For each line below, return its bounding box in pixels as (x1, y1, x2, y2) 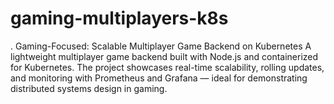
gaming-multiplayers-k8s (10, 7, 229, 30)
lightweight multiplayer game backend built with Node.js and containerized (10, 50, 319, 62)
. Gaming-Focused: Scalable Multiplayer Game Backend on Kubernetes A (10, 40, 312, 52)
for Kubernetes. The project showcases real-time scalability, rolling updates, (10, 61, 325, 73)
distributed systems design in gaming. (10, 82, 168, 94)
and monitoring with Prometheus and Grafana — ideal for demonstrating (10, 72, 308, 84)
